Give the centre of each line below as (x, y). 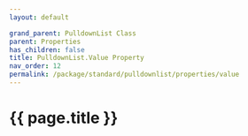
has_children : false (47, 49)
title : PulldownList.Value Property (77, 58)
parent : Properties (45, 42)
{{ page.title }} (64, 118)
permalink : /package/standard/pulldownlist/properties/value (124, 75)
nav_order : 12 (35, 66)
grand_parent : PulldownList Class (73, 33)
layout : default (39, 17)
